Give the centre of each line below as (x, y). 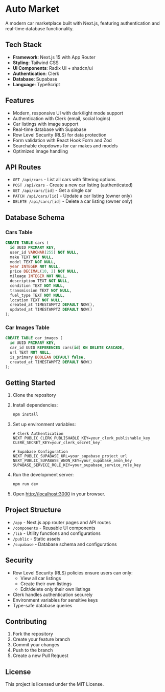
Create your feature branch (41, 639)
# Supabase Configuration (40, 452)
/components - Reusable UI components (54, 528)
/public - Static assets (37, 539)
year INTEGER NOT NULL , (35, 267)
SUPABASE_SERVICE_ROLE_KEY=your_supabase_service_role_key (77, 465)
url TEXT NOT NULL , (31, 352)
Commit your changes (36, 645)
